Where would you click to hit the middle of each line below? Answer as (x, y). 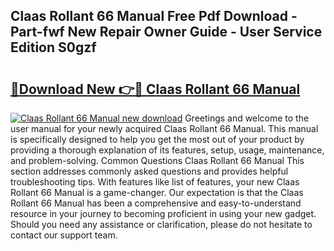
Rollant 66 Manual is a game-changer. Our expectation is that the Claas (157, 192)
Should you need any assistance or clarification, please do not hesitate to (161, 224)
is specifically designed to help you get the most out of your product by (157, 139)
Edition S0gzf (53, 47)
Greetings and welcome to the (247, 118)
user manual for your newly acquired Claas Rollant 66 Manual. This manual (164, 128)
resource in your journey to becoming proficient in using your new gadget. (163, 213)
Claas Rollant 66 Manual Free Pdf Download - (154, 16)
